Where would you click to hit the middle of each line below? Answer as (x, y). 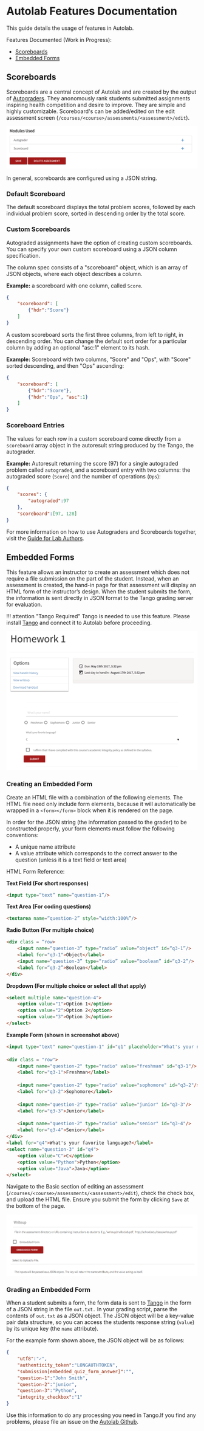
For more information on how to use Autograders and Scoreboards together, (102, 532)
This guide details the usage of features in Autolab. (70, 28)
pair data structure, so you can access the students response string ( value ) (100, 1322)
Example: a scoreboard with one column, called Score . (74, 285)
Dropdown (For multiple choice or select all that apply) (76, 985)
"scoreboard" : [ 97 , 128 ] (47, 514)
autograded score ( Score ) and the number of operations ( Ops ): (83, 476)
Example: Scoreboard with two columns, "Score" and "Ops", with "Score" (99, 359)
